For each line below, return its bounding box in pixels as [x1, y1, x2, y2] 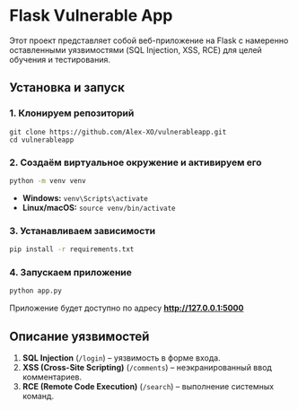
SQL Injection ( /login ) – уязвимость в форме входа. [22, 352, 222, 363]
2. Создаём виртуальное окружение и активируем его [9, 156, 262, 169]
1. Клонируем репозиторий [9, 107, 135, 119]
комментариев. [22, 371, 83, 382]
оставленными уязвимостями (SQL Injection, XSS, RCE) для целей [9, 44, 262, 55]
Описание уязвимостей [9, 328, 150, 344]
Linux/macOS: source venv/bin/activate [22, 202, 177, 213]
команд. [22, 390, 55, 401]
